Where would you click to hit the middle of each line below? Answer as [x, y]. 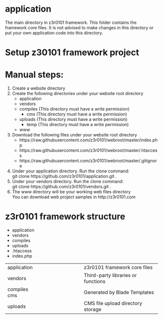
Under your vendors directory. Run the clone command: [68, 182]
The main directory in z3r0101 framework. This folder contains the [71, 22]
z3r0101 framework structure [65, 216]
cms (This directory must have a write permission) [77, 114]
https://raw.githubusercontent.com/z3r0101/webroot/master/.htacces [88, 150]
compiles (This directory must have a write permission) [74, 109]
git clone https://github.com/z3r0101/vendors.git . [62, 187]
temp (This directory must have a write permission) [78, 125]
